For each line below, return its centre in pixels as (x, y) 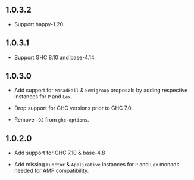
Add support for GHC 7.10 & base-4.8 (60, 153)
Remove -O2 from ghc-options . (51, 120)
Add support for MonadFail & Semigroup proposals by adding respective (101, 90)
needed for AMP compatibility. (51, 171)
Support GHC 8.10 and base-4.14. (55, 57)
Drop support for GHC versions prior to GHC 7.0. (73, 108)
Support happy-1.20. (39, 24)
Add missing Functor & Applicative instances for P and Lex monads (97, 165)
